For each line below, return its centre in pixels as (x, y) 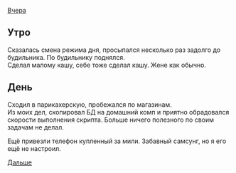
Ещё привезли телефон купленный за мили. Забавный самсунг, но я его (117, 141)
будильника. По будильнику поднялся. (66, 57)
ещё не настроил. (34, 148)
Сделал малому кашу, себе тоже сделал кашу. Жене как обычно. (107, 65)
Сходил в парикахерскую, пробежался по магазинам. (90, 104)
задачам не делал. (36, 127)
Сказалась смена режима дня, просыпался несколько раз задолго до (114, 50)
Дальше (20, 162)
